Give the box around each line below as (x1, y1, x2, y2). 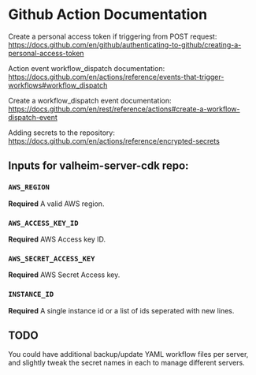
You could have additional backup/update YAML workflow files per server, (8, 350, 249, 359)
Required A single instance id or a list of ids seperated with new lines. (8, 306, 235, 315)
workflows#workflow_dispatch (8, 81, 108, 90)
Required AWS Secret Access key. (8, 270, 121, 279)
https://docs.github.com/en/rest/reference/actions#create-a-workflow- (8, 104, 240, 114)
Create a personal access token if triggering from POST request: (8, 32, 217, 41)
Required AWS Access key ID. (8, 234, 106, 244)
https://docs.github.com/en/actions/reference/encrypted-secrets (8, 136, 221, 145)
